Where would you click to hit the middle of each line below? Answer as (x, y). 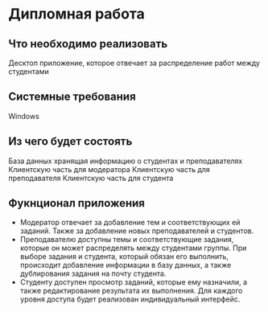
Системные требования (72, 97)
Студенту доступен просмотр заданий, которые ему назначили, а (134, 282)
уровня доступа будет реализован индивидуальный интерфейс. (130, 299)
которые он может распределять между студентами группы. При (133, 248)
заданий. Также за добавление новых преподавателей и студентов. (137, 231)
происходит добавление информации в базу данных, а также (126, 265)
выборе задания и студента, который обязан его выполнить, (124, 257)
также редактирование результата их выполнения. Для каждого (131, 291)
